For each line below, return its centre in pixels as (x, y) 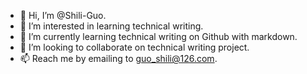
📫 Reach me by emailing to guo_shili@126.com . (118, 58)
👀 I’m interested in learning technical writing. (111, 26)
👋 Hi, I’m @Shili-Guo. (63, 15)
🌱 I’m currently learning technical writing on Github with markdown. (158, 36)
